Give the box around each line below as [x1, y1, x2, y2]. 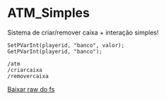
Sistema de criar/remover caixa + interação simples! [7, 28, 159, 37]
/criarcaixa [7, 66, 42, 73]
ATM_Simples [7, 5, 90, 21]
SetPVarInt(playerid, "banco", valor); [7, 42, 125, 49]
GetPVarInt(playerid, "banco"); [7, 48, 102, 55]
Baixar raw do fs [7, 85, 55, 93]
